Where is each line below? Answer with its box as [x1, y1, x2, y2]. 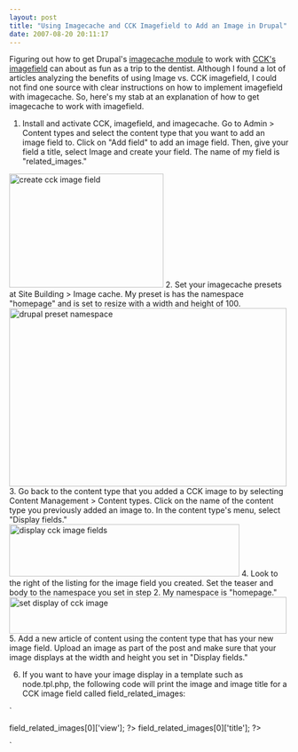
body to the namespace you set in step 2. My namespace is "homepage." [9, 588, 278, 598]
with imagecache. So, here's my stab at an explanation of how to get [9, 92, 260, 102]
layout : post [9, 12, 58, 22]
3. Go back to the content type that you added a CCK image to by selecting [9, 486, 284, 497]
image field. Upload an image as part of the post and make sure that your [9, 643, 277, 653]
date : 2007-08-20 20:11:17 [9, 29, 109, 38]
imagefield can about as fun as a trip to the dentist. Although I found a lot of [9, 63, 286, 74]
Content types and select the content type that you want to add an [21, 128, 265, 139]
